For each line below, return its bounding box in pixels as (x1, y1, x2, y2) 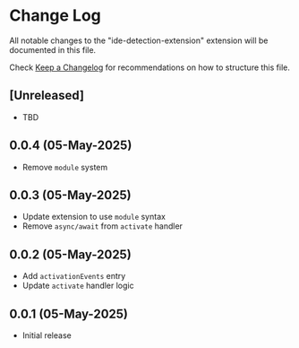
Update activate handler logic (21, 280, 134, 291)
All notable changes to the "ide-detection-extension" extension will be (9, 35, 269, 46)
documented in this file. (9, 44, 97, 55)
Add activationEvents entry (21, 271, 126, 282)
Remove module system (21, 161, 108, 172)
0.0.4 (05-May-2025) (9, 138, 132, 153)
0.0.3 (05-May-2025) (9, 187, 132, 203)
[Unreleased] (9, 88, 85, 103)
